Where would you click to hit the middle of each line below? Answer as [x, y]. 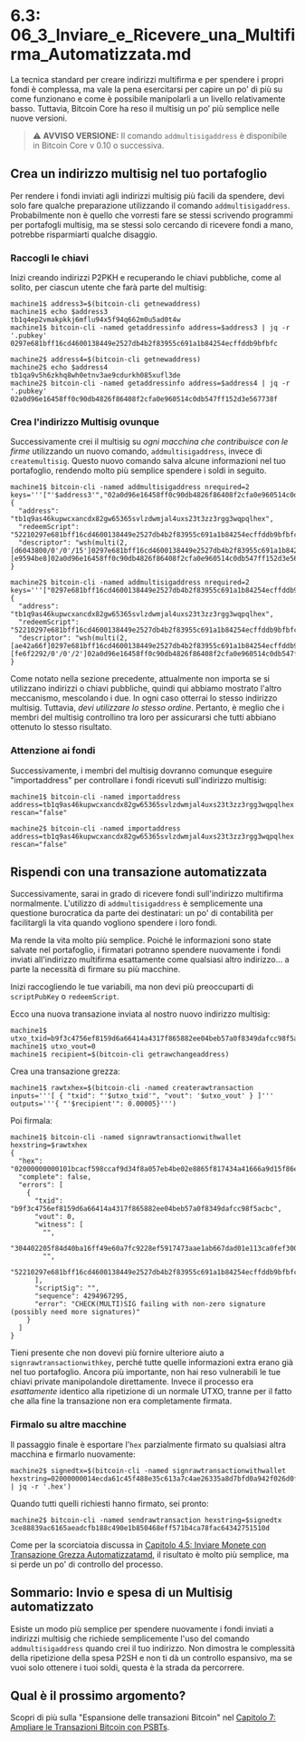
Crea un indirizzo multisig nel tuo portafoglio [139, 174]
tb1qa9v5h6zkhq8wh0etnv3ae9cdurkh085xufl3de [95, 376]
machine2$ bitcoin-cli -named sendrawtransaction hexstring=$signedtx [146, 1520]
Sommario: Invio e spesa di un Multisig [122, 1593]
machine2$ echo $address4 [59, 368]
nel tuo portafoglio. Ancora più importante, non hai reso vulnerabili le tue [146, 1372]
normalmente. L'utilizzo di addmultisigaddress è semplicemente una [137, 903]
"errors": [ [41, 1185]
